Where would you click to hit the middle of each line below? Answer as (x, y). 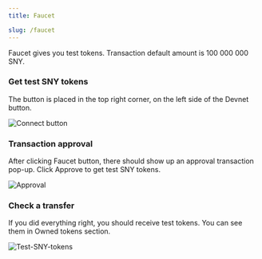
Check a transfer (42, 206)
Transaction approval (51, 143)
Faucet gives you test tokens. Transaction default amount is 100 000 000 (129, 53)
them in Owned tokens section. (60, 231)
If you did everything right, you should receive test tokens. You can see (125, 223)
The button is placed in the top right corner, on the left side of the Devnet (129, 99)
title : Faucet (32, 16)
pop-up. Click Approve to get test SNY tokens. (85, 170)
